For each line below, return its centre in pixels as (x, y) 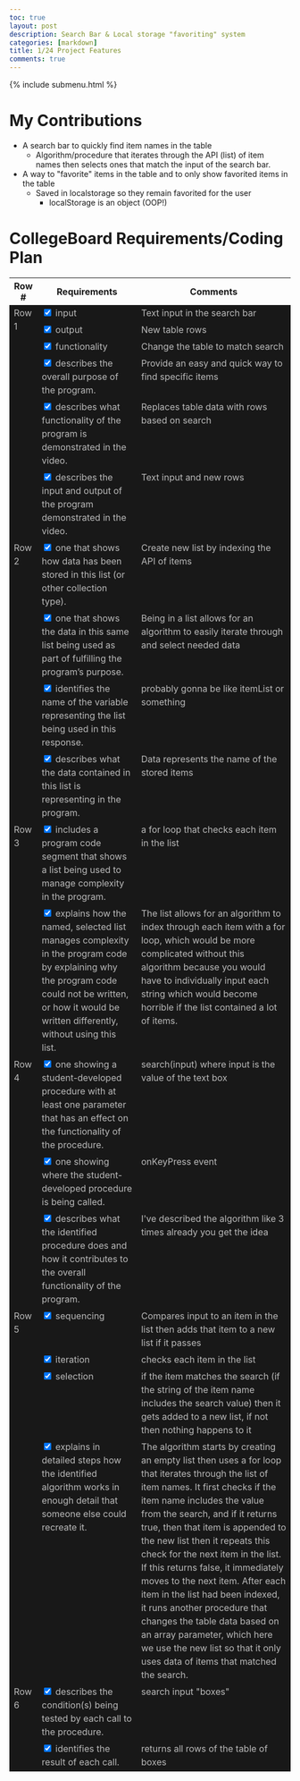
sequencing (80, 1316)
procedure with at (79, 1090)
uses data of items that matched (209, 1661)
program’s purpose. (83, 672)
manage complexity (83, 883)
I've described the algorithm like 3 (212, 1218)
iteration (73, 1359)
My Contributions (76, 121)
